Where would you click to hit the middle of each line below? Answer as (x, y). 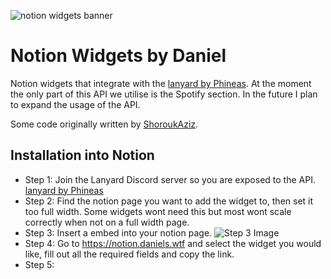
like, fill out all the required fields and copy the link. (129, 254)
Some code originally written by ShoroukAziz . (104, 124)
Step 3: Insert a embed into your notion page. (118, 232)
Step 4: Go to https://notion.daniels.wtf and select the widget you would (173, 243)
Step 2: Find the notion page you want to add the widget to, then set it (169, 201)
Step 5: (39, 264)
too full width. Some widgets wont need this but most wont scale (158, 211)
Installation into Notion (82, 155)
